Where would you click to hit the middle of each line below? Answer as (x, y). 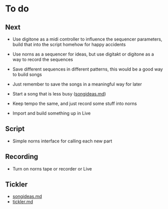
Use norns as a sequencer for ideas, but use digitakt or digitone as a (83, 54)
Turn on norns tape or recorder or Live (52, 168)
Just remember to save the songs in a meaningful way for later (77, 84)
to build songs (27, 74)
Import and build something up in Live (52, 113)
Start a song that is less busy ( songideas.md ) (59, 94)
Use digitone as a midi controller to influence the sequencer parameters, (87, 39)
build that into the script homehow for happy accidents (69, 44)
